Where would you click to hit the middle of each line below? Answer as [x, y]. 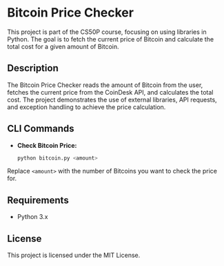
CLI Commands [41, 129]
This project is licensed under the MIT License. [74, 255]
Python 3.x [32, 217]
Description [33, 68]
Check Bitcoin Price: [47, 145]
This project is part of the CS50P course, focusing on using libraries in [107, 32]
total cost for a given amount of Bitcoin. [63, 46]
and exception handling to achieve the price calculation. [86, 107]
